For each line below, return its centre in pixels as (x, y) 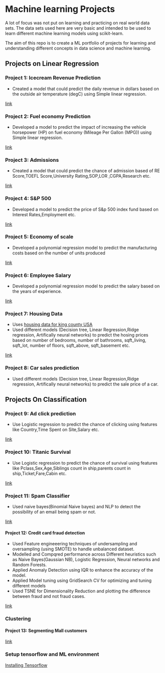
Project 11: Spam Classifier (37, 496)
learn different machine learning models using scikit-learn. (65, 33)
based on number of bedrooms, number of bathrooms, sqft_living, (79, 340)
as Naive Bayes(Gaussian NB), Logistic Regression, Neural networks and (86, 560)
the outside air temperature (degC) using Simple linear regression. (79, 94)
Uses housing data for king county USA (52, 325)
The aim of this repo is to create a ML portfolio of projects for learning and (80, 43)
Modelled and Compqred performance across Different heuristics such (84, 554)
